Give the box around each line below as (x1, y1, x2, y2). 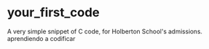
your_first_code (7, 5, 100, 20)
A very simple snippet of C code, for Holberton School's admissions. (7, 27, 203, 35)
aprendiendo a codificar (7, 34, 76, 42)
